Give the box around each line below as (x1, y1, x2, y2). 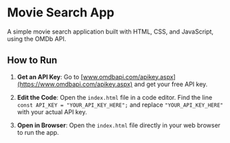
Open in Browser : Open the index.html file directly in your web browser (16, 121, 221, 129)
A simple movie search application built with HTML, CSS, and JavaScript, (7, 27, 214, 36)
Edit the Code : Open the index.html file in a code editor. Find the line (16, 93, 213, 101)
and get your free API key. (133, 80, 208, 88)
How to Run (7, 55, 58, 66)
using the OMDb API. (7, 34, 67, 42)
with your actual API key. (16, 107, 87, 116)
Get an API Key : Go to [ (16, 73, 84, 81)
